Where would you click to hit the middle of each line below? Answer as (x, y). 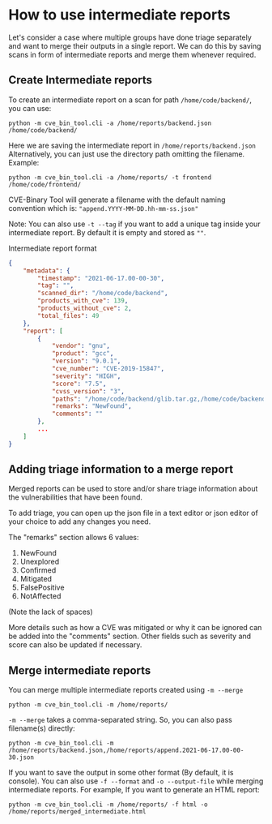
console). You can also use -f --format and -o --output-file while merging (136, 781)
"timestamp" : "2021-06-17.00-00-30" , (101, 278)
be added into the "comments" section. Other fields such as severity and (130, 636)
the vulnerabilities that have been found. (76, 497)
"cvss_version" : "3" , (88, 391)
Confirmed (38, 570)
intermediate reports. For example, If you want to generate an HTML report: (134, 790)
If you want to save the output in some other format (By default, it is (121, 773)
